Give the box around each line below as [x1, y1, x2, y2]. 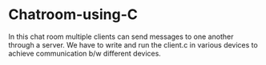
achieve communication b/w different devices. [8, 48, 162, 58]
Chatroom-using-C [8, 6, 139, 24]
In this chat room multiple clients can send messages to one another [8, 32, 234, 41]
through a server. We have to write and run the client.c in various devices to [8, 40, 258, 49]
